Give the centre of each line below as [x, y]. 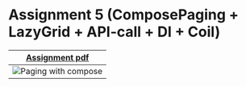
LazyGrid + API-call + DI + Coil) [114, 32]
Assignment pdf [57, 57]
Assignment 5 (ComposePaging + [124, 15]
